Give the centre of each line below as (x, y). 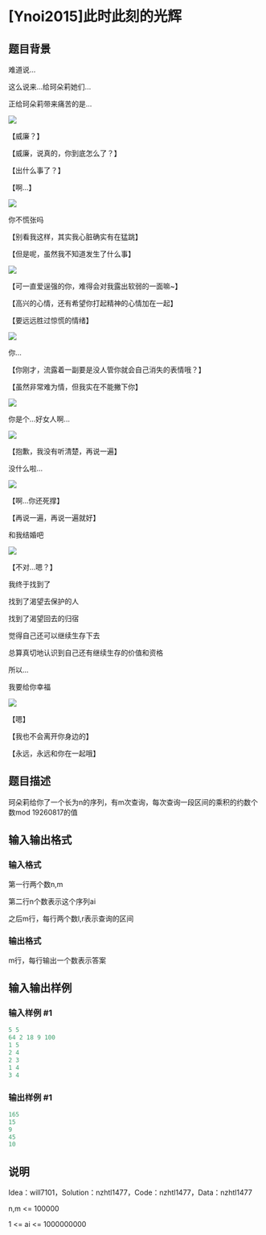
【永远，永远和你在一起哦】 (54, 753)
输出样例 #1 (30, 1097)
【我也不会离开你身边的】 (51, 736)
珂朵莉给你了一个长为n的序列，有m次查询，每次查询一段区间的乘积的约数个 (133, 802)
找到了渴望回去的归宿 (43, 618)
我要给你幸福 (29, 687)
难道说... (22, 70)
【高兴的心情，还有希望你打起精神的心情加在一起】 (93, 303)
